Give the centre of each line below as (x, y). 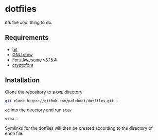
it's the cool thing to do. (29, 22)
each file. (14, 133)
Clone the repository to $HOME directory (44, 92)
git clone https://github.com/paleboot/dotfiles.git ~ (62, 101)
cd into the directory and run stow (38, 110)
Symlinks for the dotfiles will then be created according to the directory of (79, 128)
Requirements (27, 38)
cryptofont (23, 65)
